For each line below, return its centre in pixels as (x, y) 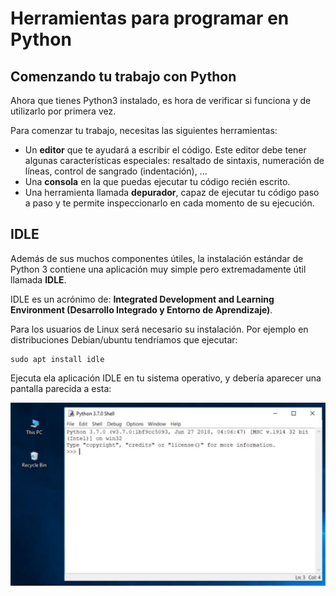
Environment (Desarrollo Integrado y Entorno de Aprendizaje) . (141, 309)
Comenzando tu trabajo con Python (123, 76)
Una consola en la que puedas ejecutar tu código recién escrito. (157, 181)
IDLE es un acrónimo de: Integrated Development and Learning (142, 299)
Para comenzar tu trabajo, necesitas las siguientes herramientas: (144, 130)
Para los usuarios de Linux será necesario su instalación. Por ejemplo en (159, 329)
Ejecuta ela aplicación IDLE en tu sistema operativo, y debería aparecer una (166, 378)
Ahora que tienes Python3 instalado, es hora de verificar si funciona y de (161, 100)
